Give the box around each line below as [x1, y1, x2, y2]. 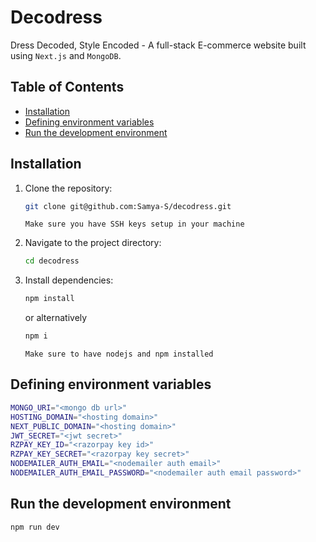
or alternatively [24, 312, 88, 324]
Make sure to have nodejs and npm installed [24, 349, 214, 360]
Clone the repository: [24, 182, 113, 194]
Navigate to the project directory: [24, 237, 162, 249]
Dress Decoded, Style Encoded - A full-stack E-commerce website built [10, 39, 307, 51]
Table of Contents [10, 79, 125, 96]
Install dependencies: [24, 274, 114, 286]
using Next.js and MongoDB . [10, 49, 122, 61]
